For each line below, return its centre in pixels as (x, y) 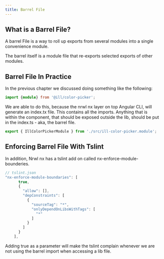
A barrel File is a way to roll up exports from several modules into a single (79, 41)
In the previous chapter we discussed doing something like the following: (79, 88)
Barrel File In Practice (38, 77)
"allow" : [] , (36, 191)
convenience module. (27, 47)
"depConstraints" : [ (44, 196)
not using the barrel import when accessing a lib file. (58, 251)
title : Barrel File (25, 10)
